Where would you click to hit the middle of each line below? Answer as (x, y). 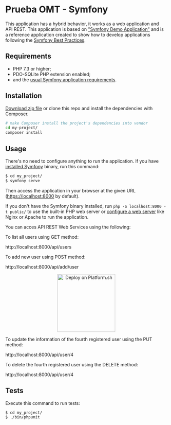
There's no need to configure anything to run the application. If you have (82, 161)
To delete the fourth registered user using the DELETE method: (72, 364)
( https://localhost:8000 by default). (42, 196)
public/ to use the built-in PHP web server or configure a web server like (87, 211)
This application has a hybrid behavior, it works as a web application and (82, 24)
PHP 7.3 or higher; (32, 68)
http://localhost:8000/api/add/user (42, 267)
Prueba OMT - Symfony (57, 10)
